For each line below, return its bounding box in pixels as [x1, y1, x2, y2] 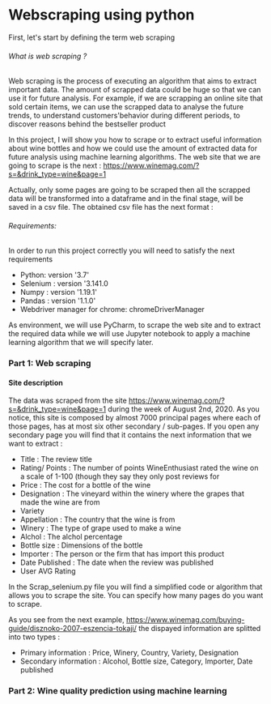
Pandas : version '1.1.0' [19, 296, 96, 305]
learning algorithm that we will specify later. [8, 338, 154, 348]
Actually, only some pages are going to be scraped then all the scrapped [8, 185, 251, 195]
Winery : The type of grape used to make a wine [19, 523, 182, 533]
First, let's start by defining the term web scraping [8, 32, 176, 42]
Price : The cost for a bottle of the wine [19, 480, 151, 490]
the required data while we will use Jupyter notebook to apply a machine [8, 329, 251, 339]
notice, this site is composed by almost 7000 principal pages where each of [8, 413, 261, 423]
